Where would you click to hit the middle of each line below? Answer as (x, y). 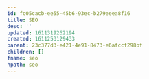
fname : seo (23, 58)
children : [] (26, 52)
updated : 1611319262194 (41, 33)
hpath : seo (23, 65)
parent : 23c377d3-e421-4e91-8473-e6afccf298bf (75, 45)
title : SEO (23, 20)
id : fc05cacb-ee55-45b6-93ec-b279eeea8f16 (69, 13)
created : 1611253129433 (41, 39)
